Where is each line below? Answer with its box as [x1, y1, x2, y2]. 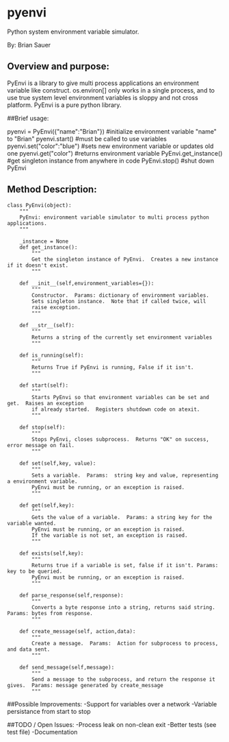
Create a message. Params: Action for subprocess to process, [31, 640, 219, 647]
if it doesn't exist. [7, 262, 69, 269]
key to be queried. [7, 568, 63, 575]
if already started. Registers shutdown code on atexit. [31, 406, 200, 413]
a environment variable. [7, 478, 78, 485]
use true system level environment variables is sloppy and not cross [7, 93, 198, 101]
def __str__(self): [19, 322, 75, 328]
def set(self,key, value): [19, 459, 96, 467]
